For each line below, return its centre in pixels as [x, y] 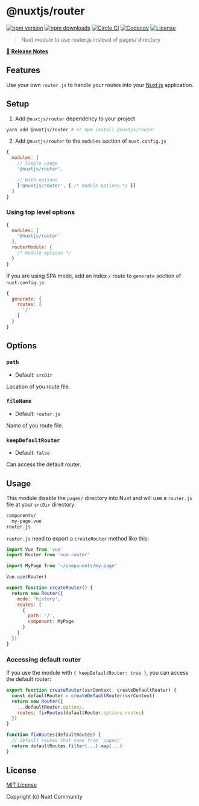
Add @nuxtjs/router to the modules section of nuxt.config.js [91, 141]
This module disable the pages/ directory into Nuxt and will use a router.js [99, 498]
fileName [19, 401]
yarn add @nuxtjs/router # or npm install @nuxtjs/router [81, 129]
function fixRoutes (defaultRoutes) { [54, 735]
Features [23, 70]
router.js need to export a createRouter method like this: [78, 538]
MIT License [22, 785]
